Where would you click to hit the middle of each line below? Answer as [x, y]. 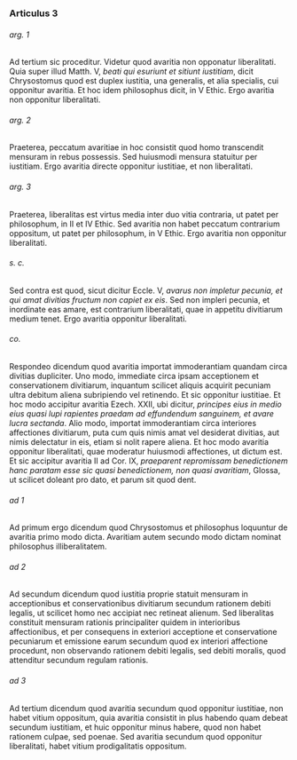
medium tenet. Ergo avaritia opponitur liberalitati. [98, 319]
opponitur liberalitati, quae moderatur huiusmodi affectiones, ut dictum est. [146, 451]
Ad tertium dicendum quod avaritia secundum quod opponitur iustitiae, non [146, 708]
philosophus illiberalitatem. [58, 546]
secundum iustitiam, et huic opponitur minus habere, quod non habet [135, 727]
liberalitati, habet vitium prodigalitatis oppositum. [98, 746]
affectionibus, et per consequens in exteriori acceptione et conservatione [143, 632]
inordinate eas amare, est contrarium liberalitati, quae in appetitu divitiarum [146, 309]
